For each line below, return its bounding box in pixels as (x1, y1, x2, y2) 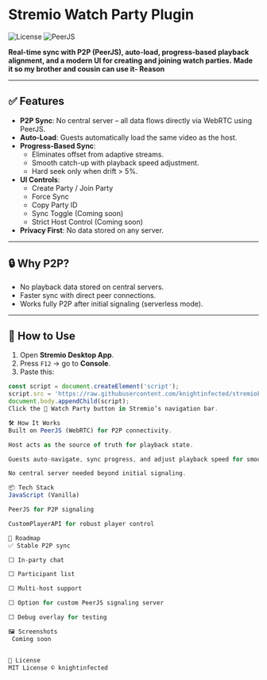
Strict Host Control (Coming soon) (31, 217, 144, 226)
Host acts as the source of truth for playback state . (8, 441, 194, 449)
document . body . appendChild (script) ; (8, 397, 130, 406)
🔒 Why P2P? (8, 257, 70, 271)
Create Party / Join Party (31, 183, 114, 192)
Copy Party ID (31, 200, 78, 210)
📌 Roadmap (8, 534, 41, 542)
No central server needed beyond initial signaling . (8, 469, 187, 477)
